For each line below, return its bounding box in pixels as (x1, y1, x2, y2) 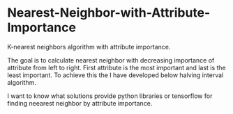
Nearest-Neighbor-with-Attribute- (7, 5, 211, 21)
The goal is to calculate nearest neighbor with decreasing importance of (7, 56, 215, 64)
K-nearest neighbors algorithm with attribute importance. (7, 42, 171, 51)
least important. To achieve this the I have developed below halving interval (7, 71, 224, 79)
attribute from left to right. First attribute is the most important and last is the (7, 63, 227, 72)
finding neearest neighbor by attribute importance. (7, 99, 153, 107)
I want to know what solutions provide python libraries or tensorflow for (7, 92, 213, 100)
